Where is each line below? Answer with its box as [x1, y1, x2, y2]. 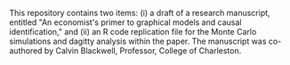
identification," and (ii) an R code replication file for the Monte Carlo [9, 27, 257, 37]
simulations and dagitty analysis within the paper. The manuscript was [9, 36, 267, 46]
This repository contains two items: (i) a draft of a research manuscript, [9, 8, 270, 18]
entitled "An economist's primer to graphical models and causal [9, 17, 242, 28]
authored [9, 45, 43, 56]
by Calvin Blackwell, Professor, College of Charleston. [44, 45, 242, 56]
